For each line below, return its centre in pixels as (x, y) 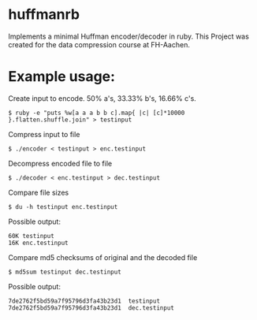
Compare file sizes (39, 192)
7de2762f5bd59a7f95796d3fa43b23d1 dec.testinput (91, 308)
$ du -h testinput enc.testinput (63, 207)
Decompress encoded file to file (60, 163)
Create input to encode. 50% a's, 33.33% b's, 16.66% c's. (102, 98)
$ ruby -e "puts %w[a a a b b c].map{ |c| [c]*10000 (97, 113)
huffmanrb (44, 15)
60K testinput (32, 236)
